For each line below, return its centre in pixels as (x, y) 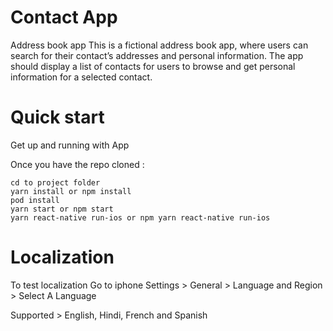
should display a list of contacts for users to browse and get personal (153, 66)
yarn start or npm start (62, 209)
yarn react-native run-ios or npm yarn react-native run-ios (140, 217)
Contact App (64, 17)
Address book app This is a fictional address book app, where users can (159, 45)
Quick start (57, 117)
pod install (35, 200)
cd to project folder (55, 182)
